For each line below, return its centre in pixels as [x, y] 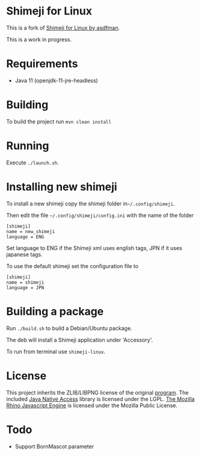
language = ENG [25, 237]
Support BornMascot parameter [54, 446]
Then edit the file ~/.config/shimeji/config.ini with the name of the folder [100, 215]
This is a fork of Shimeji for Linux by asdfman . [63, 28]
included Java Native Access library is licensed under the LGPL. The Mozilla [100, 399]
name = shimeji [25, 282]
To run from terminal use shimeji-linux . [56, 351]
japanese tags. [25, 254]
